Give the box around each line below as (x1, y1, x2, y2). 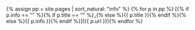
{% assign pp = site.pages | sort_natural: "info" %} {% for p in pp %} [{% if (6, 6, 190, 12)
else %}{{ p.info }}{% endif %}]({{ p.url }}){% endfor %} (6, 18, 143, 24)
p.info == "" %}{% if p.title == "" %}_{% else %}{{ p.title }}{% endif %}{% (6, 12, 187, 18)
